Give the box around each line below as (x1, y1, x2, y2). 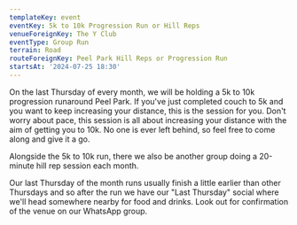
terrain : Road (9, 46, 62, 55)
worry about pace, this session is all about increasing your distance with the (9, 114, 287, 125)
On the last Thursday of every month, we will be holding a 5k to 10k (9, 86, 255, 97)
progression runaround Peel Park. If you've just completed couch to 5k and (9, 96, 284, 106)
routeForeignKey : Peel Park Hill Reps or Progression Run (9, 54, 228, 63)
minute (9, 160, 35, 171)
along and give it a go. (9, 134, 90, 144)
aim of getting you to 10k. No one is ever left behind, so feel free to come (9, 124, 276, 135)
